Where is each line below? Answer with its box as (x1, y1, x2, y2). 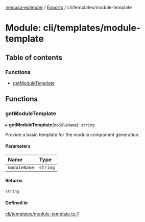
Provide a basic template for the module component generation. (5, 131, 140, 137)
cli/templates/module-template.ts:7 (5, 211, 79, 217)
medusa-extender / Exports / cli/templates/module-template (5, 5, 132, 10)
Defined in (5, 200, 28, 206)
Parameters (5, 143, 31, 149)
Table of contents (5, 53, 62, 62)
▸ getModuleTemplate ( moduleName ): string (5, 122, 95, 128)
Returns (5, 178, 23, 184)
